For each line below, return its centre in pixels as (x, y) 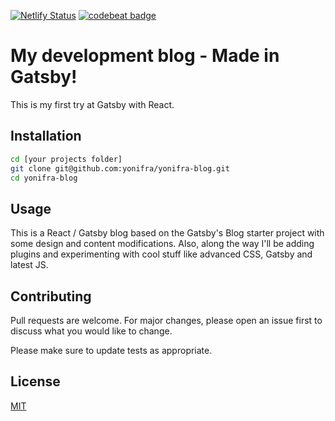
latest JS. (29, 265)
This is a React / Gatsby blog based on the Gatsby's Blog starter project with (167, 233)
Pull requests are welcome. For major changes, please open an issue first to (166, 320)
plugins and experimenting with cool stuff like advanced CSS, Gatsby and (161, 254)
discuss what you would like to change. (91, 331)
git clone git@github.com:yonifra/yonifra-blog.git (120, 168)
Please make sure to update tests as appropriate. (111, 350)
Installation (46, 136)
